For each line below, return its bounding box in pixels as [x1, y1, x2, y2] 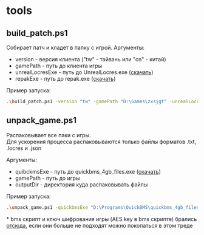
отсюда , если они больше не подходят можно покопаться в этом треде [6, 222, 193, 229]
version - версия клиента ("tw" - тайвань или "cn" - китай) [15, 56, 166, 63]
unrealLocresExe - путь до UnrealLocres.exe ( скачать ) [15, 69, 154, 76]
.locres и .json [6, 144, 42, 152]
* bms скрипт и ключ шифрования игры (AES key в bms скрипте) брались [6, 215, 197, 222]
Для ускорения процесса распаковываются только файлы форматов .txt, [6, 138, 197, 145]
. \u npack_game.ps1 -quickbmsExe [6, 204, 88, 210]
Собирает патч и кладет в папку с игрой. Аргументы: [6, 44, 144, 51]
